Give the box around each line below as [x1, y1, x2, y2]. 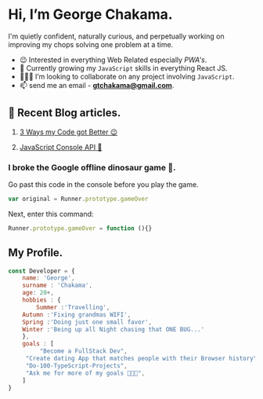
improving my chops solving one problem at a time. [8, 39, 174, 49]
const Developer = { [8, 267, 76, 275]
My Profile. [8, 246, 63, 260]
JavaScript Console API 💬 [19, 142, 103, 152]
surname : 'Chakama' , [22, 281, 92, 290]
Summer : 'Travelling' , [36, 303, 110, 311]
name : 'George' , [22, 274, 76, 282]
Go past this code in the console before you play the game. [8, 180, 199, 189]
